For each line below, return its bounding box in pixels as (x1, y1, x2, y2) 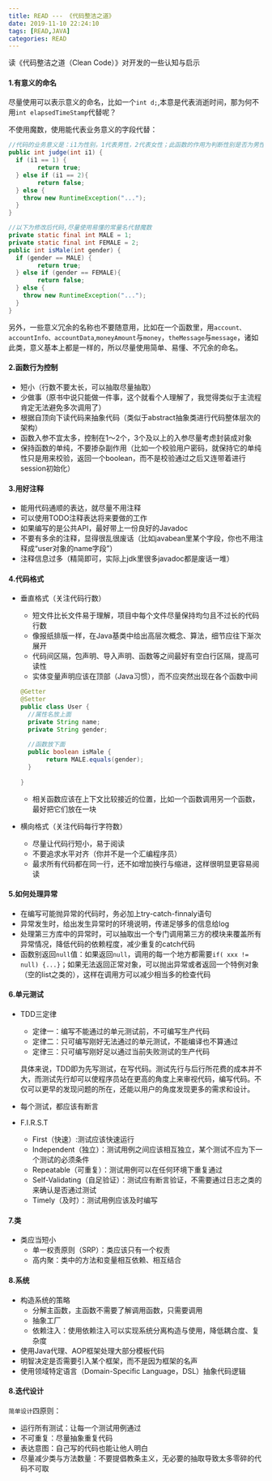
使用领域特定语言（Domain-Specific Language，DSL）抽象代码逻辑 (19, 1366, 246, 1376)
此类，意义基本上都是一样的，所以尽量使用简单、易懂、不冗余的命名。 (8, 342, 243, 352)
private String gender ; (28, 725, 108, 734)
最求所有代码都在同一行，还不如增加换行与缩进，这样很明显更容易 (32, 859, 253, 868)
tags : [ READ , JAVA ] (8, 27, 70, 35)
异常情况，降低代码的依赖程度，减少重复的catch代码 (19, 939, 196, 949)
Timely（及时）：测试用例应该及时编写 (32, 1195, 158, 1205)
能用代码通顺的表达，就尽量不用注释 (19, 503, 142, 513)
